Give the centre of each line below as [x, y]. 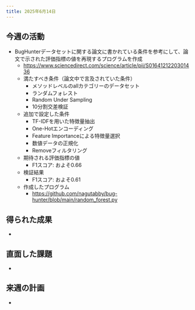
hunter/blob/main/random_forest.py [75, 200]
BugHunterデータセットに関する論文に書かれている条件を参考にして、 [99, 52]
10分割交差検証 [50, 107]
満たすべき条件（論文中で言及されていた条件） [79, 79]
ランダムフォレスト [55, 93]
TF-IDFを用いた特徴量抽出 [63, 121]
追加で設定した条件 [46, 114]
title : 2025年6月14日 [31, 11]
